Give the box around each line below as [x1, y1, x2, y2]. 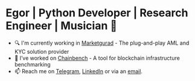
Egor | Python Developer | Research [5, 6, 188, 20]
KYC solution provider [14, 48, 69, 55]
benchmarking [14, 60, 51, 68]
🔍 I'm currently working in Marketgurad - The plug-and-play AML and [14, 39, 190, 47]
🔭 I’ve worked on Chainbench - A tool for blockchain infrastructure [14, 54, 181, 62]
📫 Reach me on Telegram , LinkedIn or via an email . [14, 67, 143, 75]
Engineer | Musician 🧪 [5, 19, 118, 33]
